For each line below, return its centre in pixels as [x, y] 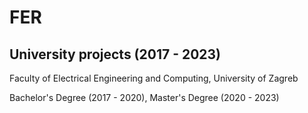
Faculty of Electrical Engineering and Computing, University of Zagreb [154, 78]
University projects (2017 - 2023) [115, 54]
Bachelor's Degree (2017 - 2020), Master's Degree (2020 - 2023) [144, 97]
